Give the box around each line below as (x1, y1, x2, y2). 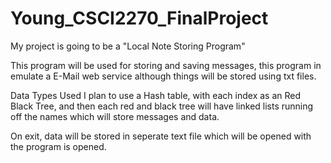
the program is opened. (10, 140, 107, 152)
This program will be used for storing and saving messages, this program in (10, 59, 322, 71)
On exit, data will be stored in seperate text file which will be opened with (10, 130, 312, 142)
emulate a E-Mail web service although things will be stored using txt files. (10, 70, 317, 82)
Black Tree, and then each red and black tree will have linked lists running (10, 100, 314, 112)
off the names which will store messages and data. (10, 110, 220, 122)
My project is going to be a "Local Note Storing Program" (10, 40, 246, 52)
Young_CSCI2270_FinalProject (10, 7, 269, 30)
